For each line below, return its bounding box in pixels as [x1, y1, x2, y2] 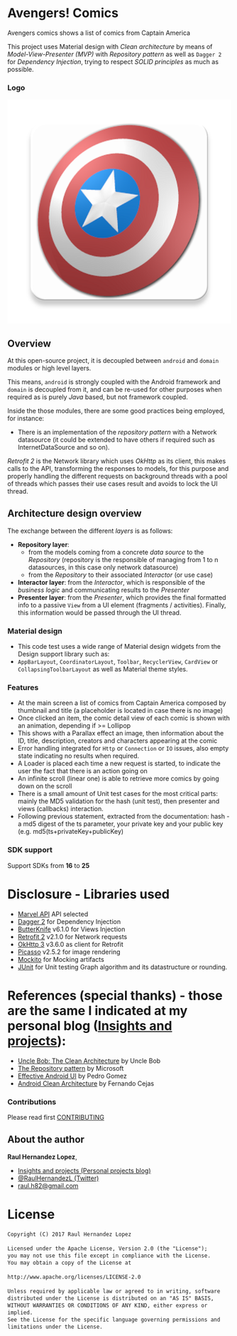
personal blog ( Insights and [7, 1017, 172, 1034]
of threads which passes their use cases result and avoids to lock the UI [7, 479, 218, 488]
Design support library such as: [17, 650, 110, 659]
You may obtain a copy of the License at [7, 1259, 132, 1266]
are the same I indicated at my [7, 1002, 188, 1019]
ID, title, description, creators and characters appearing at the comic [17, 736, 218, 745]
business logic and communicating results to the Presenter [17, 585, 189, 594]
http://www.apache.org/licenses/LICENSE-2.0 [7, 1273, 141, 1281]
